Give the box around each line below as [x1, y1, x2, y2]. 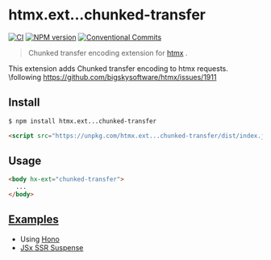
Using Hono [19, 234, 60, 244]
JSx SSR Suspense [19, 242, 84, 252]
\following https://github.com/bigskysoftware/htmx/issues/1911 [8, 72, 217, 82]
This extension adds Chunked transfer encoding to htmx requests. [8, 63, 228, 73]
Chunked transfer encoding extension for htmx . [27, 48, 188, 57]
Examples [8, 212, 59, 227]
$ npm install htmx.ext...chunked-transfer [8, 117, 157, 125]
